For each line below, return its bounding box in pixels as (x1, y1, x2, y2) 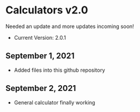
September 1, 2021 (5, 51, 74, 61)
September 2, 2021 (5, 83, 77, 93)
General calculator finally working (13, 99, 95, 106)
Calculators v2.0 (5, 3, 88, 17)
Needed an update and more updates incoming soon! (5, 23, 134, 30)
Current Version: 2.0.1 (13, 34, 66, 41)
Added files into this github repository (13, 66, 105, 73)
